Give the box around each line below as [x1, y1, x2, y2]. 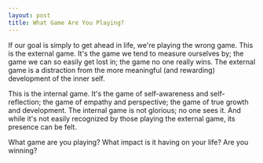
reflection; [8, 97, 42, 107]
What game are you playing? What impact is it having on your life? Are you [8, 137, 249, 147]
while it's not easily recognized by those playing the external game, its [8, 114, 236, 123]
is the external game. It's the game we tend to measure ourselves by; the [8, 49, 244, 58]
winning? [8, 146, 38, 155]
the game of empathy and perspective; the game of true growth [42, 97, 249, 107]
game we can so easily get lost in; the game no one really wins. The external [8, 56, 256, 67]
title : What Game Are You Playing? [8, 19, 125, 27]
